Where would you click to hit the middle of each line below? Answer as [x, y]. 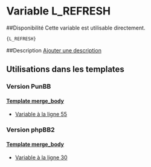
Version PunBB [29, 87]
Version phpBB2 [31, 130]
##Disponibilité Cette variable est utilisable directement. [76, 28]
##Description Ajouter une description [54, 50]
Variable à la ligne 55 [41, 114]
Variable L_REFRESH [59, 11]
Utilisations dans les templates [66, 70]
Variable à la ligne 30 [41, 157]
